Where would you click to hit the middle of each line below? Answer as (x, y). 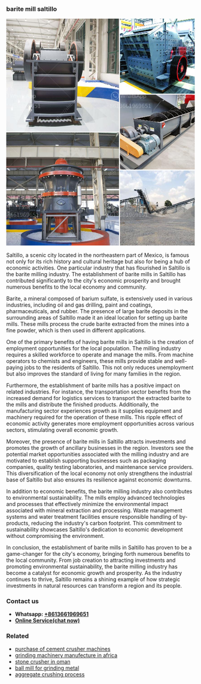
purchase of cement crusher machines (63, 649)
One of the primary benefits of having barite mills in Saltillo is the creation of (100, 342)
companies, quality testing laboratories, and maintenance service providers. (100, 467)
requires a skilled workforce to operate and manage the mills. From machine (100, 355)
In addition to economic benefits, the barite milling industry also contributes (99, 491)
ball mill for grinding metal (47, 668)
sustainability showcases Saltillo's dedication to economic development (95, 529)
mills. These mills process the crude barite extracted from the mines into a (98, 324)
